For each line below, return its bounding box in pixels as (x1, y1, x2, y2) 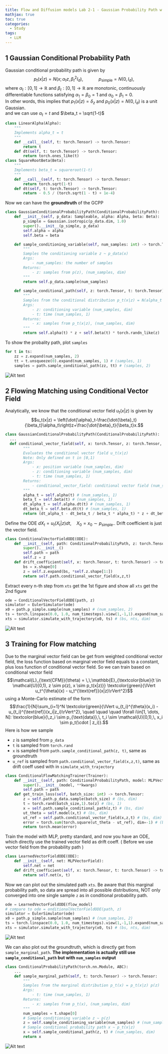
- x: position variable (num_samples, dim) (31, 465, 124, 470)
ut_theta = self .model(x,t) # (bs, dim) (23, 810, 108, 815)
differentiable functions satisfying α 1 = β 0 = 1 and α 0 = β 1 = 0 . (5, 91, 133, 99)
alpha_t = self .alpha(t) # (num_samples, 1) (23, 492, 117, 498)
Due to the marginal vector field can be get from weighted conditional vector (5, 653, 163, 659)
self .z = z (23, 555, 46, 560)
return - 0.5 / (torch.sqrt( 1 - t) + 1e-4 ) (23, 191, 115, 196)
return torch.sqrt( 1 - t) (23, 181, 72, 186)
